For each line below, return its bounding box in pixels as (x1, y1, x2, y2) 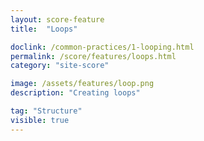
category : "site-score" (10, 61, 110, 71)
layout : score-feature (10, 14, 105, 25)
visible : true (10, 115, 70, 125)
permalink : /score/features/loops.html (10, 51, 177, 61)
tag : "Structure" (10, 106, 83, 116)
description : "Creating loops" (10, 88, 141, 98)
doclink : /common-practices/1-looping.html (10, 42, 195, 52)
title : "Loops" (10, 24, 78, 34)
